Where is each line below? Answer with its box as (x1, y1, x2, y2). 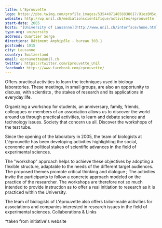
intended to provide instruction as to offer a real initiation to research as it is (5, 184, 155, 190)
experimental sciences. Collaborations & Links (5, 209, 97, 214)
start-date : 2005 (5, 20, 40, 26)
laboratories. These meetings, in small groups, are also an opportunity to (5, 84, 149, 90)
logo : (5, 12, 16, 16)
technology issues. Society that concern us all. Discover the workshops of (5, 119, 153, 125)
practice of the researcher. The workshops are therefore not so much (5, 179, 143, 184)
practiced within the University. (5, 189, 67, 195)
